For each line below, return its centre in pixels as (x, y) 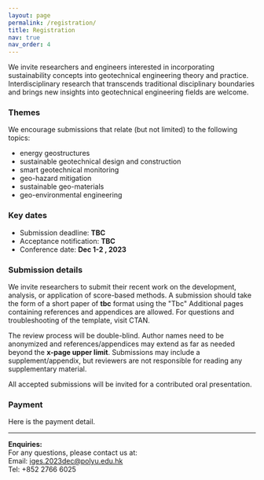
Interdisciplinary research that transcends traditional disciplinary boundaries (132, 84)
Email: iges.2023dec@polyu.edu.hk (66, 461)
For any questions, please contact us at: (73, 452)
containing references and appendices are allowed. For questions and (121, 312)
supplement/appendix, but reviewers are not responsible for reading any (125, 361)
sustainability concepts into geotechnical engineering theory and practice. (128, 76)
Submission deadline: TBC (62, 232)
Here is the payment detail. (52, 422)
